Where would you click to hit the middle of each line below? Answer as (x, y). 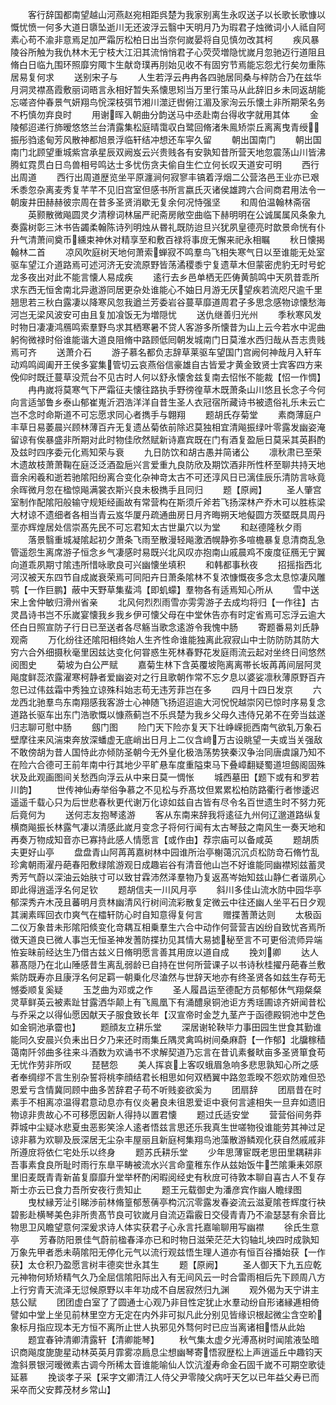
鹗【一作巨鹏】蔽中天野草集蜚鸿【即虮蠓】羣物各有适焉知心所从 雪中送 (165, 589)
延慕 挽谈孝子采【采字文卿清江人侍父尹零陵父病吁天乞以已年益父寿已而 (165, 1377)
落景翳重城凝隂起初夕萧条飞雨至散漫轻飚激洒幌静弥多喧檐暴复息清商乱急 (176, 539)
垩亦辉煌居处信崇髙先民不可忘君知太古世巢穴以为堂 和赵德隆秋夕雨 (156, 527)
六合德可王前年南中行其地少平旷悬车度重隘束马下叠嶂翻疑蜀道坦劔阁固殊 (176, 764)
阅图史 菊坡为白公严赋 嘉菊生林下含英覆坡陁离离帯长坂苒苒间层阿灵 (166, 664)
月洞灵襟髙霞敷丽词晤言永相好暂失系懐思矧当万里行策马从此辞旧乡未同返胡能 (168, 89)
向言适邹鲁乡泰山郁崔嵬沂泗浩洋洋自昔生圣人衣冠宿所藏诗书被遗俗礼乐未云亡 (168, 402)
